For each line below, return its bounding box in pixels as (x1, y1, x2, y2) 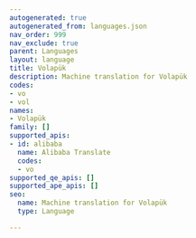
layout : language (9, 55, 75, 64)
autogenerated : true (9, 13, 88, 23)
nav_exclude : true (9, 38, 79, 48)
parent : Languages (9, 47, 79, 56)
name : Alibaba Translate (17, 148, 111, 157)
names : (9, 106, 34, 115)
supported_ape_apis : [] (9, 182, 99, 191)
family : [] (9, 123, 51, 132)
